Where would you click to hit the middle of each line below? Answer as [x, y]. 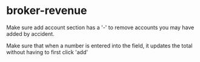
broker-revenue [47, 11]
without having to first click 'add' [47, 52]
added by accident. [30, 33]
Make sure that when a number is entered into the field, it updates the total [99, 46]
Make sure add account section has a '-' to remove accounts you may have [100, 27]
